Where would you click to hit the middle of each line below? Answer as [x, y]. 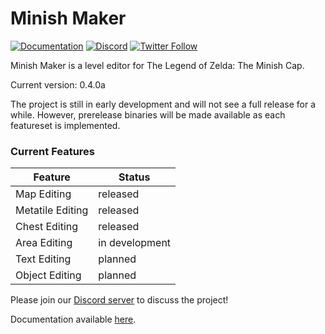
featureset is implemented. [65, 125]
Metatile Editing [52, 210]
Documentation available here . [73, 319]
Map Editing [43, 194]
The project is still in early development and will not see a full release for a [163, 104]
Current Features [53, 151]
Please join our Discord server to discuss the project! [119, 300]
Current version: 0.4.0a [58, 84]
